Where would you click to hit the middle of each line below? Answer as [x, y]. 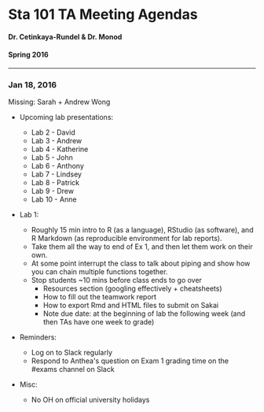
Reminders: [38, 337]
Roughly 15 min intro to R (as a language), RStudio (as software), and [142, 230]
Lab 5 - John [52, 158]
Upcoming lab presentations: [66, 117]
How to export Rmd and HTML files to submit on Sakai [130, 306]
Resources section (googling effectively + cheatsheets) [132, 288]
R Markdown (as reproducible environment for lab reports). [126, 239]
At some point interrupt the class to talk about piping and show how [141, 264]
